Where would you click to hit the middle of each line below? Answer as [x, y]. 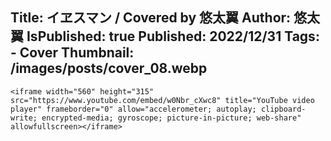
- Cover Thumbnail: [72, 53]
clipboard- [283, 109]
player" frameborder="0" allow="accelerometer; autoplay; [133, 109]
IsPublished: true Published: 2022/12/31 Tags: [173, 36]
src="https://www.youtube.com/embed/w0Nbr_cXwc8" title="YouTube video [162, 100]
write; [24, 118]
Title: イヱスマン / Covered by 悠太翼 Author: [151, 18]
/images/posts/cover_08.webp [109, 68]
